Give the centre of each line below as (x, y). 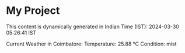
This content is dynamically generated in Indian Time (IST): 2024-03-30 (92, 26)
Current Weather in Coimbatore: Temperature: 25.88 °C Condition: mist (91, 44)
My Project (33, 11)
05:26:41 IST (21, 32)
